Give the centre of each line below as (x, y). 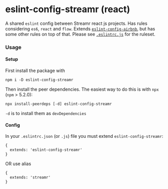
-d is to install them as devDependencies (46, 114)
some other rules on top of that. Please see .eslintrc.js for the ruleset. (80, 34)
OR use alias (18, 164)
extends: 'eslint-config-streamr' (46, 150)
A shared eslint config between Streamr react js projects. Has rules (76, 23)
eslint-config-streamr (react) (68, 9)
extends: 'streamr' (30, 178)
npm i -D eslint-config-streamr (39, 80)
